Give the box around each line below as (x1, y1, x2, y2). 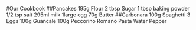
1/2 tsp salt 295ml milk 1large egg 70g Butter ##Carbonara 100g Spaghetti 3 (6, 11, 191, 18)
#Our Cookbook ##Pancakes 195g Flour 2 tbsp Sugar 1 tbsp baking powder (6, 5, 190, 12)
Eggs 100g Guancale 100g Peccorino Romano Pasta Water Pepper (6, 18, 167, 24)
